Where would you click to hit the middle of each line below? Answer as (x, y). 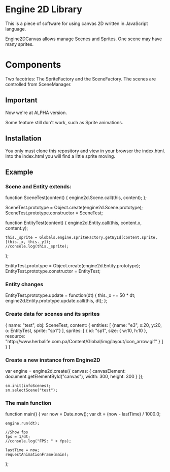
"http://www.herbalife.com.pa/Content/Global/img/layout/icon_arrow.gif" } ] (84, 341)
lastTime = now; (22, 450)
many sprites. (20, 44)
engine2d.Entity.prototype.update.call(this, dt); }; (56, 301)
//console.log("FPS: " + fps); (38, 441)
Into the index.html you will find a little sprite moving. (60, 156)
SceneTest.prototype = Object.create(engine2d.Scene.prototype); (74, 208)
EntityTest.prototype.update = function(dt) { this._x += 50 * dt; (70, 295)
